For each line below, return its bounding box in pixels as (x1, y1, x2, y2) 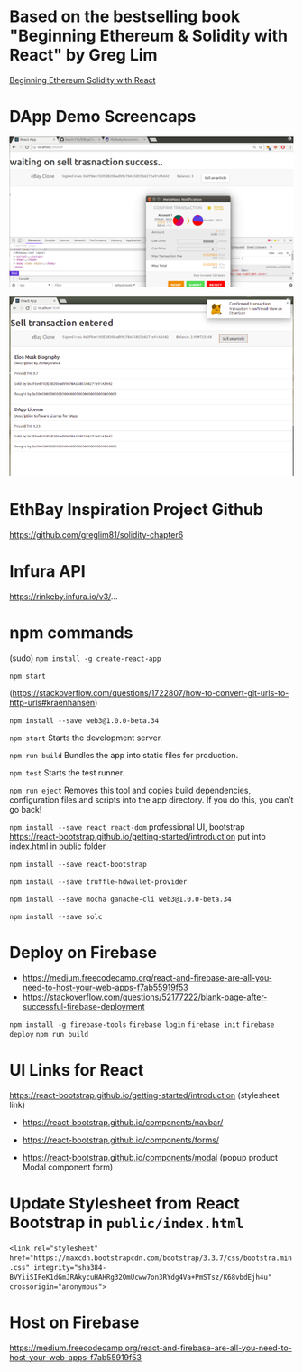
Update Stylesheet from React (9, 1193, 241, 1214)
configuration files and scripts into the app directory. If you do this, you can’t (9, 794, 294, 805)
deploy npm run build (9, 1029, 88, 1038)
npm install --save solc (9, 913, 103, 922)
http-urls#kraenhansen (9, 698, 96, 709)
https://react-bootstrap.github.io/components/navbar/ (22, 1116, 224, 1127)
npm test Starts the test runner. (9, 767, 125, 778)
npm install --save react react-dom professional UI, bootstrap (9, 822, 245, 832)
